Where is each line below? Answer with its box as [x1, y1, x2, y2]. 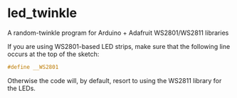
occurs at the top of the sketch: [7, 50, 100, 58]
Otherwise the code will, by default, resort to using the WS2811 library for [7, 76, 222, 85]
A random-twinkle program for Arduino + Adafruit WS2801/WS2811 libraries [7, 28, 229, 37]
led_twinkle [7, 5, 77, 21]
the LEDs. [7, 84, 36, 92]
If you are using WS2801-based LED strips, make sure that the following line [7, 42, 231, 50]
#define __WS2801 [7, 63, 59, 70]
